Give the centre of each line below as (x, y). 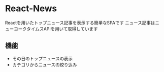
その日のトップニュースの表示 (42, 58)
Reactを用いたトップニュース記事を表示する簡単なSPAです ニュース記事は (80, 23)
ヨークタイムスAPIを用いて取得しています (56, 29)
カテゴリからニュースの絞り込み (45, 65)
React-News (31, 9)
